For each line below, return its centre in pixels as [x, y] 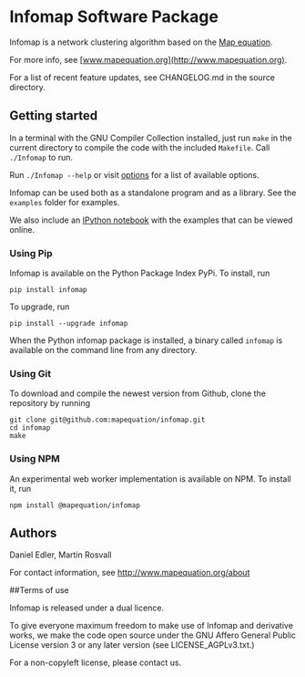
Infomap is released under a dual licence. [87, 608]
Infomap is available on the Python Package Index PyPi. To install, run [140, 273]
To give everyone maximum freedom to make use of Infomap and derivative [152, 626]
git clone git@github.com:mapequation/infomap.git [107, 420]
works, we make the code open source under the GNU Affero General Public [153, 635]
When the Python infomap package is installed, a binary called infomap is [146, 340]
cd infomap [30, 428]
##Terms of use [40, 590]
